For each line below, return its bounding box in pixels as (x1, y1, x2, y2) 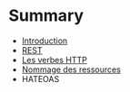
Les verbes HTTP (21, 54, 87, 65)
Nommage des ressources (21, 64, 122, 75)
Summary (8, 5, 84, 26)
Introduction (21, 35, 68, 46)
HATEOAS (21, 73, 60, 84)
